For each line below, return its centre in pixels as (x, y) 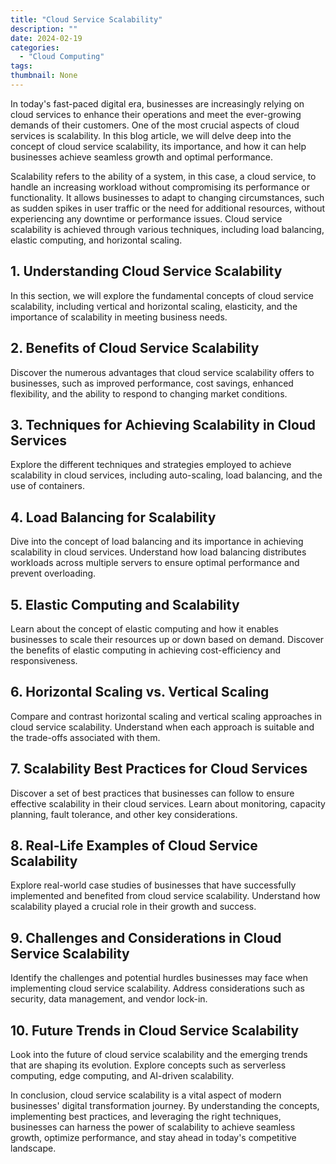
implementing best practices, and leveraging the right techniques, (146, 1116)
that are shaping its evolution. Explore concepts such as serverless (148, 1065)
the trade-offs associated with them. (85, 737)
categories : (35, 47)
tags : (21, 66)
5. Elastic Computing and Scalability (125, 604)
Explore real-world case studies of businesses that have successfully (153, 885)
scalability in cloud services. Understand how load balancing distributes (158, 552)
